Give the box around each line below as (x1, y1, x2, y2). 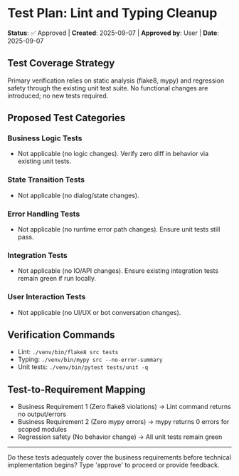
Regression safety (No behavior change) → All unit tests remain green (17, 433, 223, 441)
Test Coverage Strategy (7, 57, 115, 69)
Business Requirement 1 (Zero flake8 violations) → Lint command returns (17, 403, 231, 411)
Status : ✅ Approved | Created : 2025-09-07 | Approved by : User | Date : (7, 29, 219, 37)
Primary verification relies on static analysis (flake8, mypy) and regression (7, 76, 225, 85)
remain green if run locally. (17, 274, 97, 283)
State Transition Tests (7, 175, 85, 185)
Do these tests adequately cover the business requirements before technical (7, 453, 231, 462)
